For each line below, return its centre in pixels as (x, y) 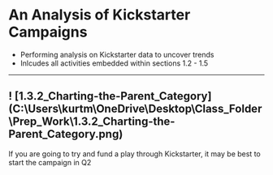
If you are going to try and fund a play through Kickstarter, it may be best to (135, 154)
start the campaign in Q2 (50, 162)
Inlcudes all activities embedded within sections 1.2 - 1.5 (114, 63)
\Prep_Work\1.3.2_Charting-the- (92, 122)
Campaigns (48, 32)
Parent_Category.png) (66, 134)
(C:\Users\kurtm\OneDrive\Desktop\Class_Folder (135, 109)
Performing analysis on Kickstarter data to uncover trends (117, 54)
